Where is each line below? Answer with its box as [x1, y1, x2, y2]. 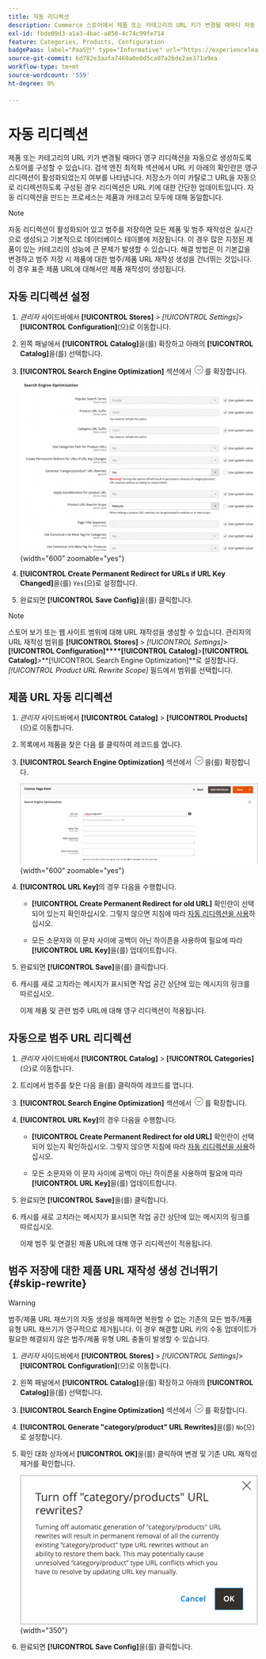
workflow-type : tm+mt [8, 63, 80, 71]
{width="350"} [19, 1625, 69, 1634]
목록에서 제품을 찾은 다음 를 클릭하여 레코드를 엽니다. [19, 740, 183, 750]
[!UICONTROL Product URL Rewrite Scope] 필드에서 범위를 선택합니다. [8, 665, 234, 674]
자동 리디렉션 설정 [8, 290, 90, 303]
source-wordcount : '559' [8, 71, 90, 79]
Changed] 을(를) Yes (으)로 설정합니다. [19, 578, 139, 587]
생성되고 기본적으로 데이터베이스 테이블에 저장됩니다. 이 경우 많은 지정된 [22, 234, 245, 245]
